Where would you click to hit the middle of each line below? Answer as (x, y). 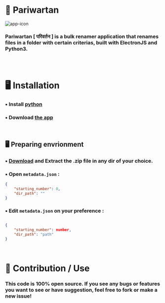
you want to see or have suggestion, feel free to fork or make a (81, 290)
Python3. (16, 49)
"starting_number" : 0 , (37, 189)
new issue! (18, 296)
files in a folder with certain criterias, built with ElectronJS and (81, 42)
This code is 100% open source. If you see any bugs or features (82, 284)
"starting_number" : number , (43, 230)
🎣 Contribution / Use (48, 268)
